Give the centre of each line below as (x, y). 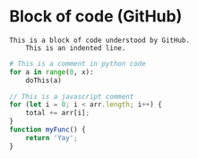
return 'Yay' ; (52, 138)
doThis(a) (44, 80)
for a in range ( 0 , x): (52, 72)
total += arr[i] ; (58, 113)
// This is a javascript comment (72, 96)
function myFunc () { (48, 130)
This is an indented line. (76, 48)
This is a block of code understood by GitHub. (100, 40)
